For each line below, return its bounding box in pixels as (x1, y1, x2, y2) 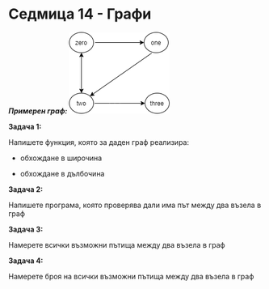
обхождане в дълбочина (19, 168, 105, 178)
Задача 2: (8, 184, 43, 194)
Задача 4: (8, 256, 44, 266)
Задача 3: (8, 224, 44, 234)
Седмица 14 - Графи (8, 5, 152, 23)
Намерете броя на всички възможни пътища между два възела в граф (8, 271, 254, 281)
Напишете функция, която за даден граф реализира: (8, 137, 190, 147)
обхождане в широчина (19, 153, 103, 163)
